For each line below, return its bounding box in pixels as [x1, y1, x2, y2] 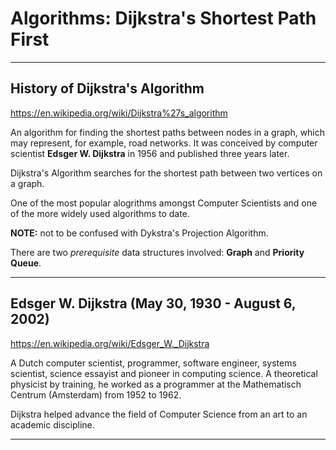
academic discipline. [10, 418, 95, 431]
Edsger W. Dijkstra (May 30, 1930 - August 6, [10, 295, 297, 312]
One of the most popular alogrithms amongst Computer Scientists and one [10, 197, 318, 209]
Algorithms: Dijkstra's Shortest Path [10, 7, 317, 30]
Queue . [10, 257, 42, 269]
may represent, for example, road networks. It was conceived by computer [10, 137, 318, 149]
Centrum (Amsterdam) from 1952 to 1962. [10, 388, 182, 401]
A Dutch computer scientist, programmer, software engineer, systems [10, 357, 297, 369]
